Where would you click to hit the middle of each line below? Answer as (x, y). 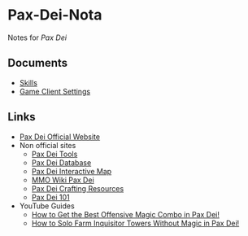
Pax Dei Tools (54, 154)
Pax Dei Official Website (60, 137)
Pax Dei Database (61, 162)
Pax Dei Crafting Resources (78, 188)
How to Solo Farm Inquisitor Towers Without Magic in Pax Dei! (135, 223)
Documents (38, 63)
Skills (28, 82)
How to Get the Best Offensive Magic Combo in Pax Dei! (126, 214)
